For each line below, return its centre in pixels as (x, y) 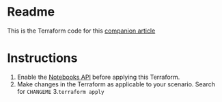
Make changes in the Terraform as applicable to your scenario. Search (116, 84)
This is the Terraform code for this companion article (81, 31)
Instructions (42, 58)
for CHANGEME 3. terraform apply (60, 91)
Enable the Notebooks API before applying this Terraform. (98, 77)
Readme (31, 12)
